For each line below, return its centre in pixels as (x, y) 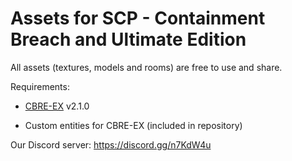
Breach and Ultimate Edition (128, 39)
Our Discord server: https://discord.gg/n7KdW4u (111, 144)
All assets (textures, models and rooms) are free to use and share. (146, 67)
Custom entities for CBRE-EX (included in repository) (133, 125)
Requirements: (40, 86)
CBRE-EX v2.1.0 (57, 106)
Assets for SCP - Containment (138, 18)
